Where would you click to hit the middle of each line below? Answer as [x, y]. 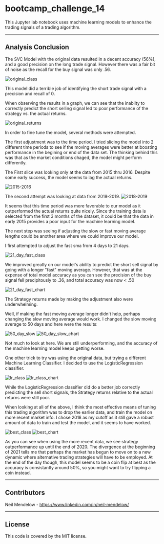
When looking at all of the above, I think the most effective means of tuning [81, 407]
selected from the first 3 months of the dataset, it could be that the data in [79, 216]
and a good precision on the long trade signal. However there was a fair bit [80, 64]
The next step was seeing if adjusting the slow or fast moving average [76, 231]
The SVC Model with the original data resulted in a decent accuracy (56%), [81, 59]
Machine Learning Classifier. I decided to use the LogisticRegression [74, 363]
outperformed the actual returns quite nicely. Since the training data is [76, 211]
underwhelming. [21, 304]
